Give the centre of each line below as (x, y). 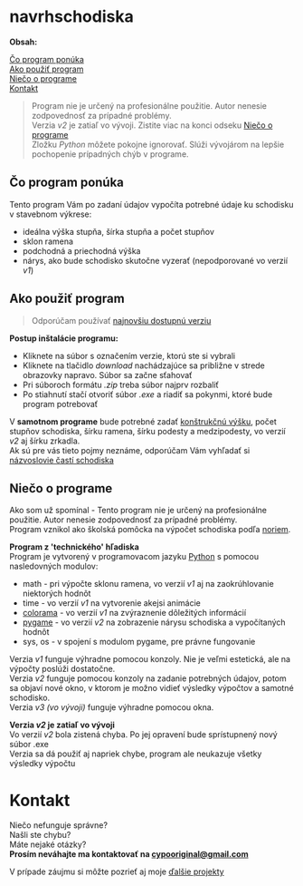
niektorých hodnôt (57, 594)
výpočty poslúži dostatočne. (62, 669)
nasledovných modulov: (54, 566)
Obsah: (24, 42)
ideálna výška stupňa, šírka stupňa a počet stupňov (118, 231)
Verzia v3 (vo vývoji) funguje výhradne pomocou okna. (112, 707)
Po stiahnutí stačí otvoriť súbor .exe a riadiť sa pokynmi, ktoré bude (147, 394)
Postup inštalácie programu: (64, 338)
